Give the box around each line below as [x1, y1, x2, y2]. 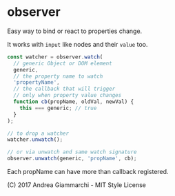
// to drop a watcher [7, 130, 70, 137]
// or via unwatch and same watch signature [7, 149, 137, 155]
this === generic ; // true [19, 105, 97, 111]
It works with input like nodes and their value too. [7, 40, 148, 48]
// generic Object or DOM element [13, 60, 112, 67]
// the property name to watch [13, 73, 103, 80]
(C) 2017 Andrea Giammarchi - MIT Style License [7, 181, 146, 189]
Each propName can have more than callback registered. [7, 168, 169, 176]
